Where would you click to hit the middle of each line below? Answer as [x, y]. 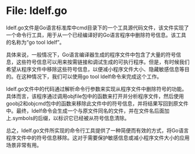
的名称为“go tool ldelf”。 [36, 42]
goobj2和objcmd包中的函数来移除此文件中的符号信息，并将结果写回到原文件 [97, 103]
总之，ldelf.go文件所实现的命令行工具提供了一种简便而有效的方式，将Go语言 [97, 130]
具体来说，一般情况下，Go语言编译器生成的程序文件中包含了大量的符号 [91, 54]
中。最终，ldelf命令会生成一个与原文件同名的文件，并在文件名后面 [85, 111]
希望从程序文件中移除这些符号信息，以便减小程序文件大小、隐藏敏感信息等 [95, 69]
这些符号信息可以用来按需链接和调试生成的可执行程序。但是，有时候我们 [103, 62]
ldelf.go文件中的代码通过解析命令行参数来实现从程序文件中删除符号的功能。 [97, 89]
